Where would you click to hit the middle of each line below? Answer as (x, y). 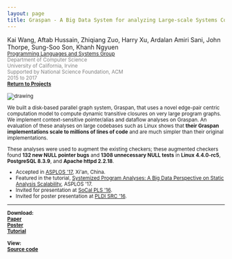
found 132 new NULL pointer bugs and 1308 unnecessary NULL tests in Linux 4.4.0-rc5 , (114, 155)
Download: (21, 213)
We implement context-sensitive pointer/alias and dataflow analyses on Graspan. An (107, 120)
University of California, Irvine (42, 66)
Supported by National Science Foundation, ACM (65, 72)
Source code (23, 249)
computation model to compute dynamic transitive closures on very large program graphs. (114, 114)
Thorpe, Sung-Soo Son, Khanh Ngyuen (63, 47)
